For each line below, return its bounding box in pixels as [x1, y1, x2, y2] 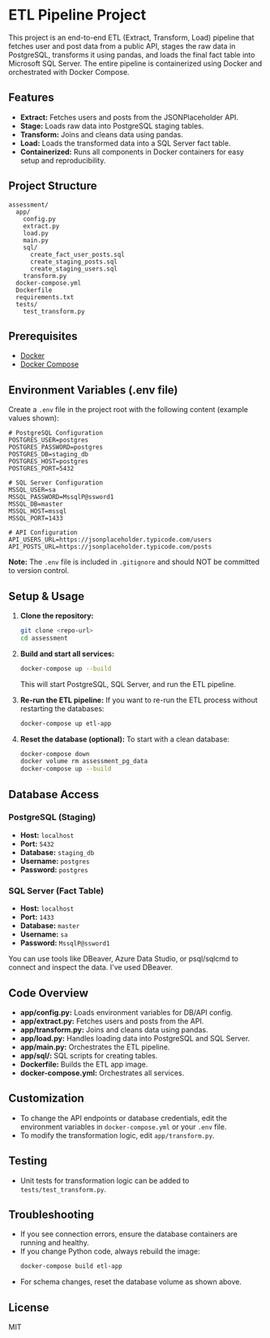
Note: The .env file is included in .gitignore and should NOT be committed [8, 557, 260, 567]
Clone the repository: [19, 611, 94, 620]
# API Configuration [8, 528, 79, 537]
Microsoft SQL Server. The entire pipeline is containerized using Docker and [8, 59, 263, 68]
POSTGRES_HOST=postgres [8, 458, 89, 466]
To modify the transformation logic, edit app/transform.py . [19, 1130, 215, 1140]
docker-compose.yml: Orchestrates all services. [19, 1067, 185, 1078]
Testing [8, 1154, 48, 1168]
